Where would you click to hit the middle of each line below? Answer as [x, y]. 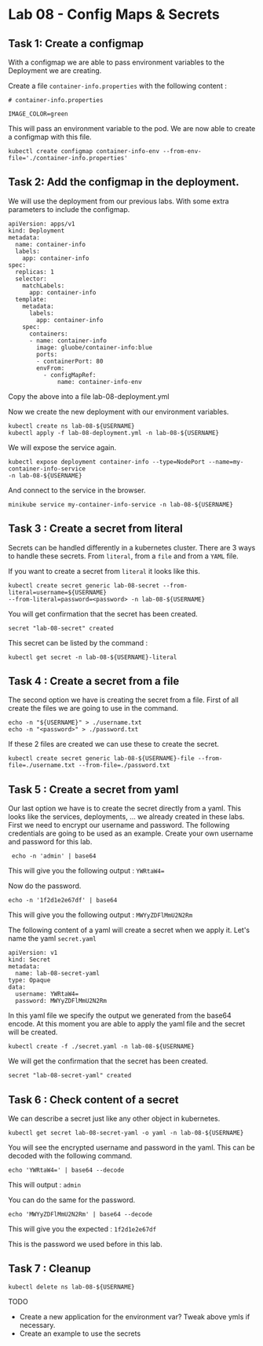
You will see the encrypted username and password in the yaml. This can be [131, 1147]
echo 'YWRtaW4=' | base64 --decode [66, 1170]
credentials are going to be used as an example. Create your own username [131, 833]
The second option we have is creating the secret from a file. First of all [124, 700]
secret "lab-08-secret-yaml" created [70, 1076]
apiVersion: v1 [33, 953]
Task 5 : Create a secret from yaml [93, 790]
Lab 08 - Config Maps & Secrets [114, 15]
